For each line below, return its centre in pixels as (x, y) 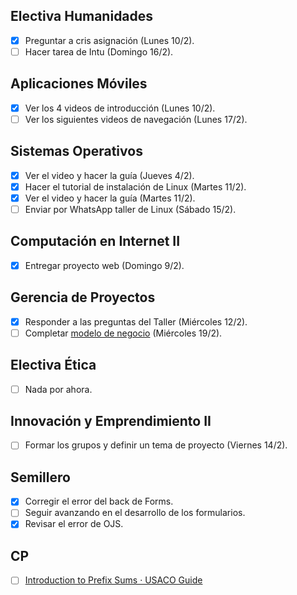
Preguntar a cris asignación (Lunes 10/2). (109, 40)
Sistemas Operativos (76, 151)
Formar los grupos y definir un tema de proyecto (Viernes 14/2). (156, 445)
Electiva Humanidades (82, 16)
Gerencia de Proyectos (83, 297)
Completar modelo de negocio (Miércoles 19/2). (123, 333)
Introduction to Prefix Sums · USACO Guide (113, 580)
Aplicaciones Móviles (79, 84)
